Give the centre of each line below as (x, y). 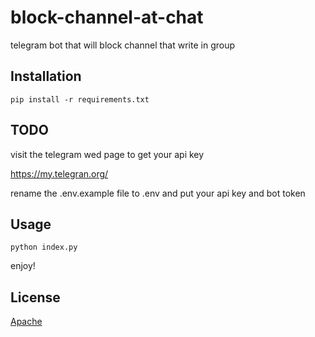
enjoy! (23, 266)
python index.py (44, 247)
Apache (26, 322)
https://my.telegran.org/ (59, 173)
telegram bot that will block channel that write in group (123, 45)
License (35, 297)
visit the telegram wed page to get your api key (107, 154)
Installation (46, 76)
